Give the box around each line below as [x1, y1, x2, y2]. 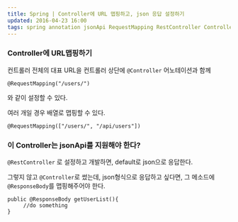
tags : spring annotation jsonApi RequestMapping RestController [7, 23, 201, 30]
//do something [23, 201, 69, 209]
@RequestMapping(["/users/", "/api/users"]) [7, 122, 141, 130]
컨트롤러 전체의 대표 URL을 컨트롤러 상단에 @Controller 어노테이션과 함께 [7, 65, 211, 74]
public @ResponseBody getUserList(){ [7, 196, 119, 203]
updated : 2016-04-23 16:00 [7, 17, 87, 24]
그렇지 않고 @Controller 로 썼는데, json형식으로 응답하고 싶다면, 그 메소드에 [7, 172, 215, 181]
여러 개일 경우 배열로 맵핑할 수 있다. [7, 108, 106, 117]
